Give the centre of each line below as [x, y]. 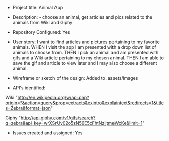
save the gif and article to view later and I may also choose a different [85, 63]
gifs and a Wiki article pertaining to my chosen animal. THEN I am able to [88, 58]
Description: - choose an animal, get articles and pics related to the [82, 17]
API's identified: [29, 88]
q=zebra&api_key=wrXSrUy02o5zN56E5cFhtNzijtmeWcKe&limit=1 [74, 123]
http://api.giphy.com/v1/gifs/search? [58, 118]
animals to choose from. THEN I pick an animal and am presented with [86, 52]
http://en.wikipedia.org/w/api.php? [53, 98]
